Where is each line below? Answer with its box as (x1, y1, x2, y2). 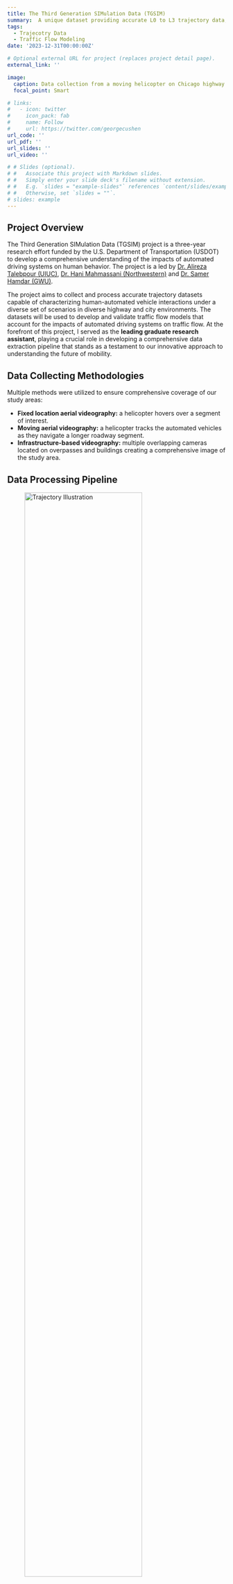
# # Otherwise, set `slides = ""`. (7, 189, 116, 197)
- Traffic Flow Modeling (13, 36, 85, 43)
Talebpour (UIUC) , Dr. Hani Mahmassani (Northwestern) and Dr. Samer (7, 270, 209, 278)
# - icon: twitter (7, 106, 67, 113)
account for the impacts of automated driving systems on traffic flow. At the (7, 320, 224, 329)
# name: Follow (7, 119, 64, 126)
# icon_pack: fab (7, 113, 70, 120)
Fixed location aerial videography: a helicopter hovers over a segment (17, 409, 221, 418)
